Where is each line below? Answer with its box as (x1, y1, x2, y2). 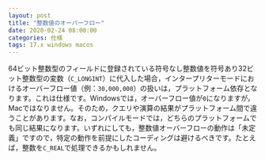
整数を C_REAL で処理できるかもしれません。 (21, 143, 161, 153)
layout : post (8, 11, 51, 20)
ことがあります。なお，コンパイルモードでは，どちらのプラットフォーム (14, 113, 251, 123)
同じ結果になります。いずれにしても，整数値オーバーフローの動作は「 (14, 124, 242, 133)
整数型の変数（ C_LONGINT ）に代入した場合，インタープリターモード (21, 74, 241, 83)
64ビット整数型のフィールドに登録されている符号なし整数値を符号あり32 (8, 64, 248, 74)
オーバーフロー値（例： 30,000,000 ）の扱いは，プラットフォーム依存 (21, 84, 244, 93)
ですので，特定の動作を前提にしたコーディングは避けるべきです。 (21, 133, 236, 143)
